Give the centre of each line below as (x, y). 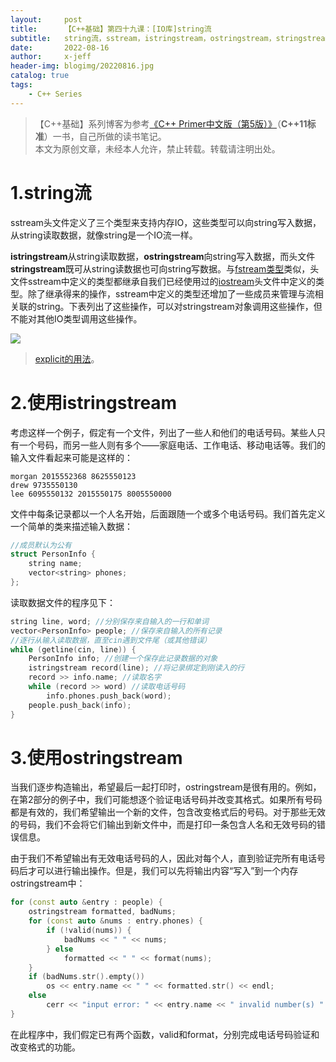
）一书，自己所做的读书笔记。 (105, 136)
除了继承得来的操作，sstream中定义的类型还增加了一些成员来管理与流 (171, 293)
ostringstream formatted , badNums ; (102, 912)
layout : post (46, 19)
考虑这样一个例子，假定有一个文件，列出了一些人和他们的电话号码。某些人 (163, 432)
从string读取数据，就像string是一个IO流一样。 (104, 235)
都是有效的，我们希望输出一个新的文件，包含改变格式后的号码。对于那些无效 (168, 812)
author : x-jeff (51, 57)
